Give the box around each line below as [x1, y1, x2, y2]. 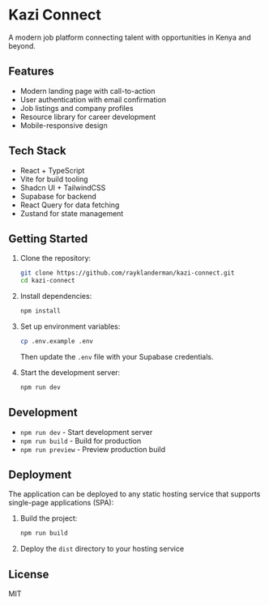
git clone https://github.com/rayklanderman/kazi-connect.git [19, 269, 235, 277]
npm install [19, 307, 61, 315]
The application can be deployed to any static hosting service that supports [8, 489, 261, 499]
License [8, 567, 49, 581]
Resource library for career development [19, 112, 156, 121]
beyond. [8, 40, 36, 50]
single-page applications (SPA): [8, 498, 114, 508]
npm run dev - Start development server [19, 427, 153, 437]
